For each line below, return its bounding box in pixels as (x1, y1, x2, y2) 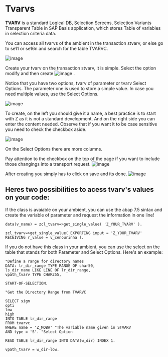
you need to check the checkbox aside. (5, 126, 87, 132)
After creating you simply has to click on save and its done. (5, 171, 127, 177)
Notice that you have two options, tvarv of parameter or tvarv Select (5, 80, 146, 86)
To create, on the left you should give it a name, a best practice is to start (5, 110, 156, 116)
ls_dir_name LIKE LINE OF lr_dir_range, (5, 267, 91, 272)
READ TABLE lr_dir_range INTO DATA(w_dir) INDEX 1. (5, 338, 115, 343)
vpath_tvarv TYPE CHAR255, (5, 272, 62, 277)
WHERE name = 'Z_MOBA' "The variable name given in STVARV (5, 325, 131, 330)
